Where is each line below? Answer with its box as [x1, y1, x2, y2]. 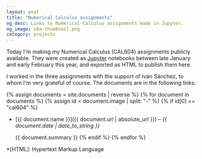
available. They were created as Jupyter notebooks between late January [6, 55, 190, 62]
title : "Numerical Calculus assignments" [6, 15, 113, 21]
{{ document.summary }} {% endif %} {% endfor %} [15, 134, 147, 141]
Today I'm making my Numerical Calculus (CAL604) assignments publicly [6, 48, 190, 55]
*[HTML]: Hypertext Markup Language [6, 146, 105, 153]
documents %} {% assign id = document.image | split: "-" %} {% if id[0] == [6, 98, 196, 105]
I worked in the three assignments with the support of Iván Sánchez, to [6, 73, 184, 80]
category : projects [6, 32, 56, 38]
